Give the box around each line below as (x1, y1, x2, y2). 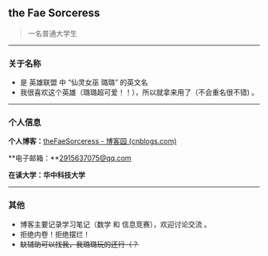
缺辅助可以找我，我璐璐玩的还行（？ (19, 239, 140, 249)
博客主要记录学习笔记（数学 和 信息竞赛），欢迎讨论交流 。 (19, 219, 211, 229)
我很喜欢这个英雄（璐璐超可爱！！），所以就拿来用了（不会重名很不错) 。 (19, 88, 259, 97)
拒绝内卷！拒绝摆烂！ (19, 229, 90, 238)
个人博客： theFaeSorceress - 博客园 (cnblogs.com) (8, 136, 177, 146)
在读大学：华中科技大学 (8, 171, 85, 180)
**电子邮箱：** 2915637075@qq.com (8, 153, 132, 163)
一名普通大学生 (27, 28, 77, 38)
